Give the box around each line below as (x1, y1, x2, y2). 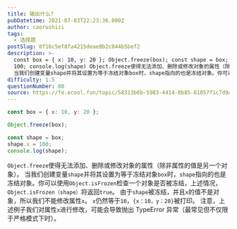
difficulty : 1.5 (7, 76, 55, 83)
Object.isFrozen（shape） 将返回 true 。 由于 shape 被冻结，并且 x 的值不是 (7, 187, 214, 196)
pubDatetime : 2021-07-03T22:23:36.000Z (7, 17, 125, 24)
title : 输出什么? (7, 10, 54, 18)
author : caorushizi (7, 23, 65, 30)
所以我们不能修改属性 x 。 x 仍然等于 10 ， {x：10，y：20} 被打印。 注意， (19, 196, 219, 205)
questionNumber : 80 (7, 83, 65, 90)
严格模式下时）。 (13, 213, 60, 223)
